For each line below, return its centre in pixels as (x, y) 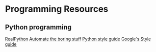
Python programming (39, 27)
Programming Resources (57, 9)
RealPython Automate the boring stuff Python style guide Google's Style (78, 39)
